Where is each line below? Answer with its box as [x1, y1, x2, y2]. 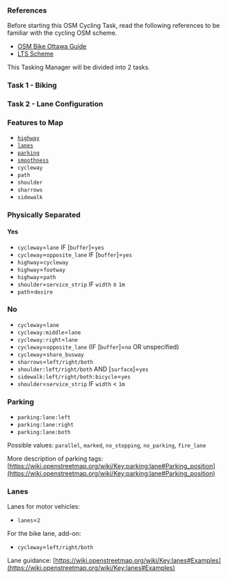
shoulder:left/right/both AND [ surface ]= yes [17, 365, 149, 373]
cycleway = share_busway [17, 350, 85, 358]
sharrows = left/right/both [17, 357, 94, 365]
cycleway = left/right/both [17, 543, 94, 551]
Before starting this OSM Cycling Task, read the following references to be [7, 22, 220, 30]
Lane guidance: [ [7, 556, 56, 565]
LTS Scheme [17, 49, 54, 58]
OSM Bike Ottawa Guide [17, 42, 87, 51]
